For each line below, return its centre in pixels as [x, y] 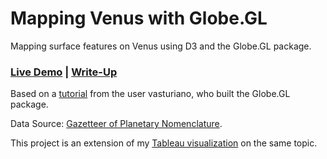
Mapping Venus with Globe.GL [139, 18]
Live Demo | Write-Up [64, 72]
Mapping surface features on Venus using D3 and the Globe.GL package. [161, 46]
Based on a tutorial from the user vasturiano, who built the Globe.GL [150, 94]
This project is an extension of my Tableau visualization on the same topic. [164, 143]
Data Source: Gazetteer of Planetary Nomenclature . [116, 124]
